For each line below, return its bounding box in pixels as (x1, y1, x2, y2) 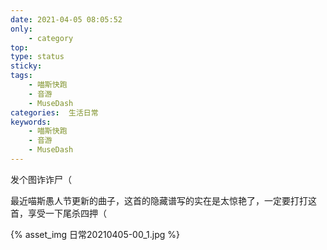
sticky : (10, 61, 43, 71)
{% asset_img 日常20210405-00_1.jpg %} (10, 228, 180, 240)
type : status (10, 52, 65, 62)
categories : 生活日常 (10, 107, 99, 118)
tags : (10, 71, 33, 81)
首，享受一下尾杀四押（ (10, 207, 107, 219)
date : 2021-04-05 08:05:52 (10, 14, 123, 25)
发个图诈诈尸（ (10, 173, 72, 185)
